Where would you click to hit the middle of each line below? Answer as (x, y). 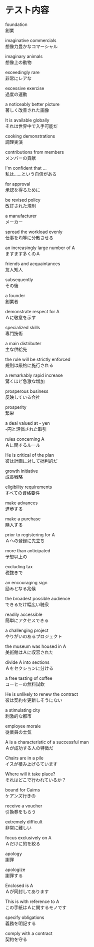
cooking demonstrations (30, 136)
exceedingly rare (22, 72)
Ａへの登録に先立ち (25, 540)
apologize (15, 869)
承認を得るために (23, 190)
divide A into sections (27, 662)
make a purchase (23, 519)
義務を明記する (20, 923)
